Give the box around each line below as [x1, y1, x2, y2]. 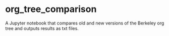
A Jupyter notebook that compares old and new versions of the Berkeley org [5, 20, 164, 26]
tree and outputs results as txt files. [5, 25, 79, 31]
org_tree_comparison [5, 3, 97, 15]
